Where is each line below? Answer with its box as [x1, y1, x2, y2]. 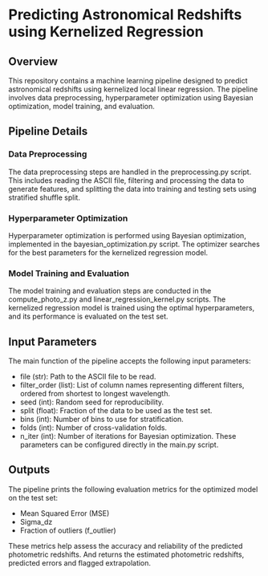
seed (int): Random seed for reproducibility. [19, 397, 164, 407]
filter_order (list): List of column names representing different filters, [19, 380, 245, 390]
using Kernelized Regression [8, 22, 204, 41]
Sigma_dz [19, 517, 53, 526]
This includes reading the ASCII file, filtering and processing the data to [8, 175, 245, 185]
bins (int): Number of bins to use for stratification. [19, 415, 185, 424]
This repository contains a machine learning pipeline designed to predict [8, 76, 248, 85]
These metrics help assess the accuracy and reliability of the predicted [8, 541, 243, 550]
